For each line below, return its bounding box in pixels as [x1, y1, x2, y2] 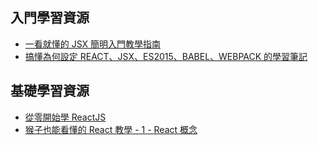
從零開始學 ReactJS [24, 111, 107, 123]
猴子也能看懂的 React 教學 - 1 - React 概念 [24, 123, 198, 135]
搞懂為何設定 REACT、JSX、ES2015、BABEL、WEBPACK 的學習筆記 [24, 50, 308, 62]
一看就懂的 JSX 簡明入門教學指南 [24, 38, 162, 50]
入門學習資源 [10, 9, 90, 27]
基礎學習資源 [10, 83, 90, 100]
